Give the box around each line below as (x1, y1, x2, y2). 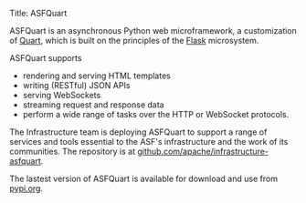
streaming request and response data (22, 99, 164, 110)
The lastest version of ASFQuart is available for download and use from (9, 173, 279, 184)
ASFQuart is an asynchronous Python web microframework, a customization (9, 25, 297, 36)
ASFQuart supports (9, 53, 82, 63)
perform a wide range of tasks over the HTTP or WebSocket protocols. (22, 109, 290, 119)
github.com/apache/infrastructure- (136, 146, 269, 157)
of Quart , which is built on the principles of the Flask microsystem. (9, 36, 259, 46)
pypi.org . (9, 183, 44, 194)
